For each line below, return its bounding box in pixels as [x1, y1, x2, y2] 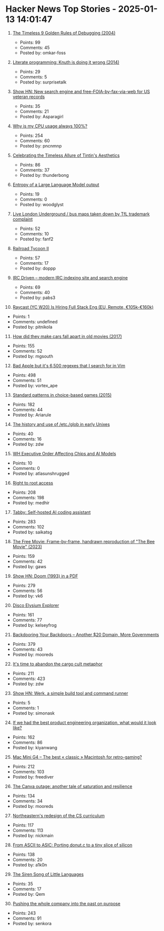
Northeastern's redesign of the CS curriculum [12, 812, 105, 819]
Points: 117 [12, 822, 34, 828]
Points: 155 [12, 343, 35, 349]
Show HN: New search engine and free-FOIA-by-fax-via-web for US [12, 88, 150, 94]
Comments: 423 [12, 676, 45, 681]
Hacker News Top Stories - [5, 3, 117, 15]
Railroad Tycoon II [12, 245, 49, 251]
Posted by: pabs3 [20, 295, 56, 300]
